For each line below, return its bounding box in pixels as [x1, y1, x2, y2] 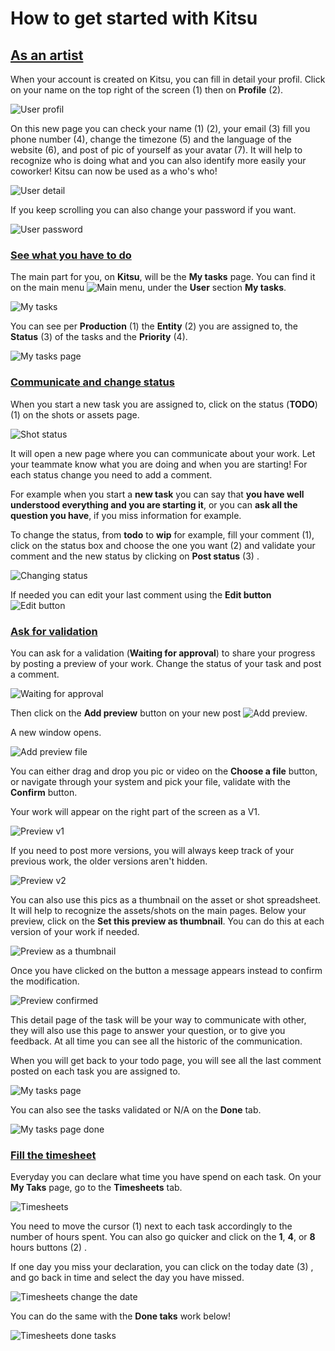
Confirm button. [10, 786, 78, 798]
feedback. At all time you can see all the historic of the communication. [10, 1035, 303, 1047]
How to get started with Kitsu [10, 7, 258, 30]
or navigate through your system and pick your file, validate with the [10, 775, 291, 787]
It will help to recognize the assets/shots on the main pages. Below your [10, 904, 307, 916]
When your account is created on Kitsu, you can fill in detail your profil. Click [10, 73, 326, 85]
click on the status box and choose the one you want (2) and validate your [10, 539, 316, 551]
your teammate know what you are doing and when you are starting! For [10, 458, 308, 470]
